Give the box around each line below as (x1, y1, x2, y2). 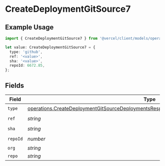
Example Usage (5, 23, 54, 31)
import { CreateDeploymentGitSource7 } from (5, 36, 98, 41)
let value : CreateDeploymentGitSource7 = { (5, 45, 96, 50)
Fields (5, 81, 25, 89)
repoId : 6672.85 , (9, 63, 45, 68)
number (27, 136, 46, 142)
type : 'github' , (9, 49, 43, 55)
